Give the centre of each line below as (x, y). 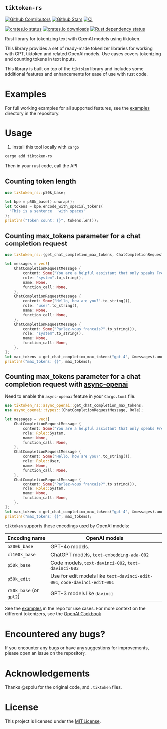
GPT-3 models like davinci (82, 594)
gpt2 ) (14, 597)
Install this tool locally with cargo (45, 147)
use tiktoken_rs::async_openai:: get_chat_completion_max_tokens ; (74, 406)
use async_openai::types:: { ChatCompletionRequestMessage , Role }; (74, 410)
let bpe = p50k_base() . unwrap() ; (40, 202)
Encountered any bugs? (55, 634)
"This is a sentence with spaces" (47, 211)
